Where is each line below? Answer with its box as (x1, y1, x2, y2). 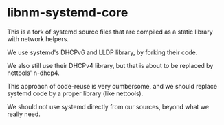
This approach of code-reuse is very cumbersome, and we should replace (7, 82, 218, 90)
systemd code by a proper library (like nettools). (7, 89, 144, 98)
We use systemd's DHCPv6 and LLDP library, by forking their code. (7, 48, 198, 56)
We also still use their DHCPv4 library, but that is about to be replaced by (7, 61, 214, 69)
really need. (7, 110, 41, 118)
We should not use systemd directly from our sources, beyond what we (7, 102, 210, 111)
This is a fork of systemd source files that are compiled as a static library (7, 27, 213, 36)
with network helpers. (7, 34, 69, 43)
